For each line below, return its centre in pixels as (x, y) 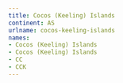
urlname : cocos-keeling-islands (61, 30)
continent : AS (32, 23)
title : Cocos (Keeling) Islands (61, 15)
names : (19, 38)
